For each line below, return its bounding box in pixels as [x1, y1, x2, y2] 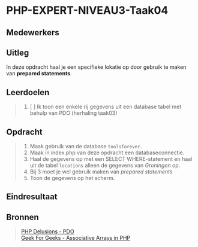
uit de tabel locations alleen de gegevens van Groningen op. [29, 162, 181, 169]
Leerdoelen [6, 87, 50, 97]
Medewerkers [6, 28, 60, 38]
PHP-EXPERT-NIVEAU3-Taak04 [6, 4, 169, 17]
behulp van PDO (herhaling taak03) [29, 109, 118, 117]
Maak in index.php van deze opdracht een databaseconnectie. [29, 149, 185, 156]
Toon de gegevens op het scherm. [29, 175, 115, 182]
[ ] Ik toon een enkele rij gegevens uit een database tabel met [29, 103, 182, 111]
